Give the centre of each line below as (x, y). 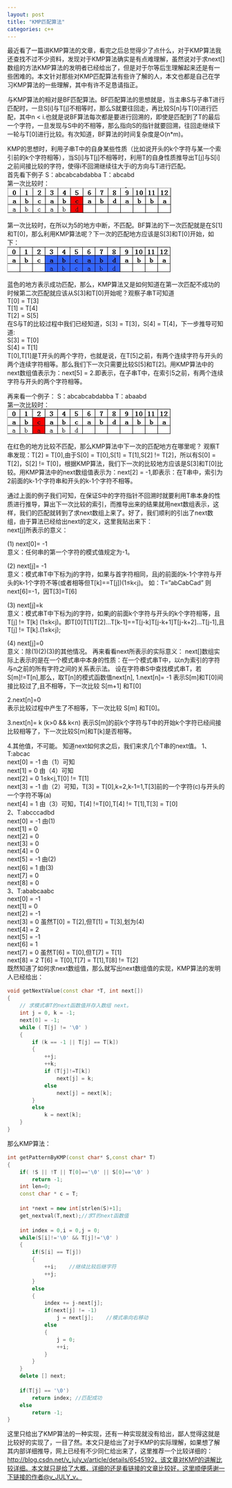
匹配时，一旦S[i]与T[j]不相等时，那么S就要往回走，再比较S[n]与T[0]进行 (110, 108)
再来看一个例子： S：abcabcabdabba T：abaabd (77, 397)
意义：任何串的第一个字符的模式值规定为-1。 (70, 552)
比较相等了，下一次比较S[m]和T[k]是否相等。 (71, 732)
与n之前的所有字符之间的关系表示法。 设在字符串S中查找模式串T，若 (105, 669)
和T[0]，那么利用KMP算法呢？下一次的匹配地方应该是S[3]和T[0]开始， (108, 234)
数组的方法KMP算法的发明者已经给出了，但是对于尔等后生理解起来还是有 (110, 68)
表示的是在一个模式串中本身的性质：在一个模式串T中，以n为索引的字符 (120, 660)
